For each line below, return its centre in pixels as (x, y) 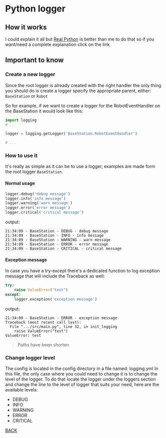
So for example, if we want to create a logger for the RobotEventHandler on (83, 105)
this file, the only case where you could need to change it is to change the (81, 374)
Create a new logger (30, 74)
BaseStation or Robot (27, 96)
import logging (21, 120)
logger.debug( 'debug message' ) (38, 194)
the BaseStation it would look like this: (44, 111)
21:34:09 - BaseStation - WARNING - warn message (58, 240)
